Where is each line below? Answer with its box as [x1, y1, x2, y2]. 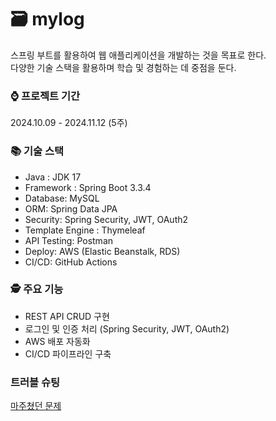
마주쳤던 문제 [10, 400, 62, 412]
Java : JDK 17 [24, 171, 82, 183]
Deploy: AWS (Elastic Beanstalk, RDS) [24, 245, 181, 257]
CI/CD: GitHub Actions [24, 256, 118, 268]
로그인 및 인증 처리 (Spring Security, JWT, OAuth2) [24, 322, 230, 335]
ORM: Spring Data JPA [24, 202, 118, 215]
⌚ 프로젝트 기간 [10, 89, 81, 103]
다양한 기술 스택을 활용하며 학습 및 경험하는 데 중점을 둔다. [10, 61, 237, 73]
